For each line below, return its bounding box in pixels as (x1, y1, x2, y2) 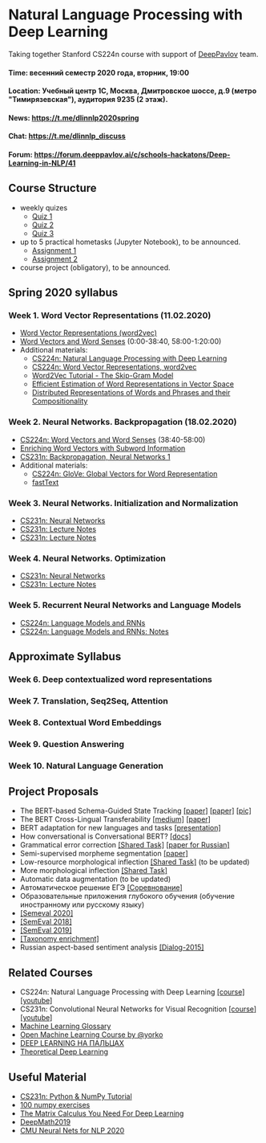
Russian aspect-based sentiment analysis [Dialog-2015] (19, 942, 204, 953)
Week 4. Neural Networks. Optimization (8, 553, 166, 564)
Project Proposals (8, 785, 99, 798)
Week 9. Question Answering (8, 738, 124, 749)
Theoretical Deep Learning (19, 1047, 109, 1057)
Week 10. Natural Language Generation (8, 760, 164, 771)
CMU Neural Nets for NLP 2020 (19, 1126, 125, 1136)
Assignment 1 (31, 245, 77, 255)
